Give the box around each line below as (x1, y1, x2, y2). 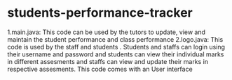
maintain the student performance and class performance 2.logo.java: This (7, 35, 224, 43)
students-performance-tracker (7, 5, 193, 21)
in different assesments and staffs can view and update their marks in (7, 57, 209, 65)
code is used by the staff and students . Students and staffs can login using (7, 42, 226, 51)
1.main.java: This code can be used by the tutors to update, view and (7, 28, 205, 36)
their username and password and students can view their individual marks (7, 50, 224, 58)
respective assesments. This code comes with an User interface (7, 65, 193, 73)
